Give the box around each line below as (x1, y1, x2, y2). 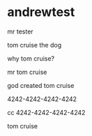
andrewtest (7, 4, 75, 20)
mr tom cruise (7, 68, 47, 76)
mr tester (7, 27, 33, 36)
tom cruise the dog (7, 40, 61, 49)
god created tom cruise (7, 81, 75, 89)
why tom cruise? (7, 54, 55, 63)
